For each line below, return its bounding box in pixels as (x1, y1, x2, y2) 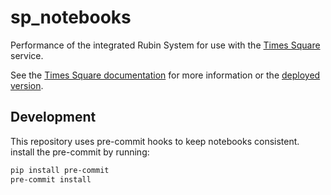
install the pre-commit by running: (10, 146, 150, 158)
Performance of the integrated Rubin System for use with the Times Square (10, 39, 321, 51)
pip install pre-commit (10, 165, 110, 175)
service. (10, 49, 44, 61)
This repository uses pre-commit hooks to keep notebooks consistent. (10, 135, 300, 147)
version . (10, 79, 44, 91)
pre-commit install (10, 174, 92, 185)
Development (10, 109, 97, 126)
